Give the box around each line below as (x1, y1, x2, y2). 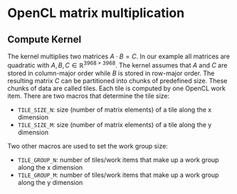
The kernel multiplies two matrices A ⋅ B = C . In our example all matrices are (7, 52, 230, 60)
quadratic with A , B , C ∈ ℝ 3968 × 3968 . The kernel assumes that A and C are (7, 60, 228, 69)
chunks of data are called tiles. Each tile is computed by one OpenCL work (7, 84, 226, 92)
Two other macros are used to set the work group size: (7, 141, 169, 150)
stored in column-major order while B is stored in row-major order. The (7, 69, 215, 77)
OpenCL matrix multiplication (7, 5, 185, 21)
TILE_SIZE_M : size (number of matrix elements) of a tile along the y (17, 120, 212, 129)
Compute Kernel (7, 33, 82, 45)
